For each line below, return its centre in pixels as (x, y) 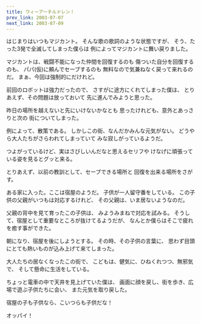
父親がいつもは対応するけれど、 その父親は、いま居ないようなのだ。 (102, 200)
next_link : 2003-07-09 (35, 23)
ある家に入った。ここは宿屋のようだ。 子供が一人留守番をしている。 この (98, 193)
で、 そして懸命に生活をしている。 (49, 269)
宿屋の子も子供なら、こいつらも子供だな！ (60, 303)
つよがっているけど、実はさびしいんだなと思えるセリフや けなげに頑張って (100, 151)
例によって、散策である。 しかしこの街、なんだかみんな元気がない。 (92, 131)
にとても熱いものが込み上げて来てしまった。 (62, 249)
